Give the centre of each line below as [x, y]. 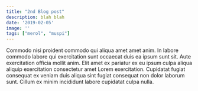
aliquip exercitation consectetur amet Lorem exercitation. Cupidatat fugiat [96, 69]
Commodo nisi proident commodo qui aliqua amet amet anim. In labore [92, 50]
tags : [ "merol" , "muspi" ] [38, 34]
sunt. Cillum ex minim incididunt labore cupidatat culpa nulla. [80, 82]
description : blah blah [35, 17]
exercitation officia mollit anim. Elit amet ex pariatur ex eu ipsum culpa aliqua [99, 63]
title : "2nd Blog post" [35, 12]
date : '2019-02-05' [30, 22]
